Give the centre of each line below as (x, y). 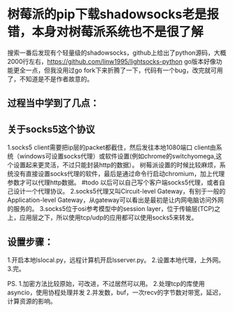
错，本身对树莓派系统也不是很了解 (106, 32)
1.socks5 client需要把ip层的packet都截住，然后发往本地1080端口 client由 (112, 147)
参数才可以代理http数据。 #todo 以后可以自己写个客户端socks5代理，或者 (113, 182)
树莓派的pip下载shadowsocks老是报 (113, 14)
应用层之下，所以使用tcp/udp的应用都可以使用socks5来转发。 (108, 217)
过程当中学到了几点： (53, 103)
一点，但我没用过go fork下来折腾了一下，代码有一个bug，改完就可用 (124, 70)
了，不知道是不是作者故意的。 (50, 79)
